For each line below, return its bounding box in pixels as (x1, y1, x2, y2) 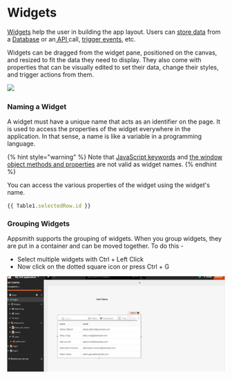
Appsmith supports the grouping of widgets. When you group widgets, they (7, 235, 222, 243)
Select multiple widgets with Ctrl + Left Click (17, 255, 144, 264)
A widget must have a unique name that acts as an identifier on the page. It (7, 117, 221, 126)
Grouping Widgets (7, 219, 70, 229)
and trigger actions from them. (7, 70, 95, 79)
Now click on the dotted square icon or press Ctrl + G (17, 262, 170, 271)
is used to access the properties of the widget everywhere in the (7, 125, 191, 133)
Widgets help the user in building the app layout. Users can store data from (7, 28, 221, 36)
